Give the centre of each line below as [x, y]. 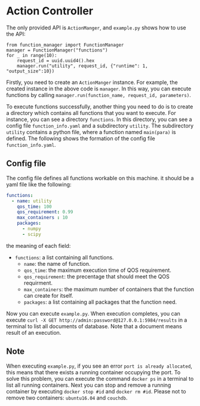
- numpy [32, 229]
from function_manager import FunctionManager [65, 45]
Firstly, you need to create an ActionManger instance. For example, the [92, 82]
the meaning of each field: [39, 246]
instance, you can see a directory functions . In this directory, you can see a [99, 119]
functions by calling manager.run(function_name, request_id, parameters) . [99, 95]
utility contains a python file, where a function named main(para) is [91, 132]
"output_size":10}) [30, 71]
